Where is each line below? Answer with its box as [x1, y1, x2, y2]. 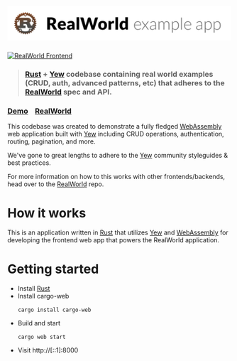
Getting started [7, 261, 99, 277]
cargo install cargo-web [17, 306, 92, 314]
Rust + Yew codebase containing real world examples [24, 70, 214, 80]
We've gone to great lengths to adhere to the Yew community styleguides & [7, 151, 228, 160]
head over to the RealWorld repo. [7, 180, 104, 188]
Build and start [17, 319, 61, 328]
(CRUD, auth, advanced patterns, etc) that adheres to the [24, 78, 225, 88]
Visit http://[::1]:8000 [17, 346, 79, 355]
